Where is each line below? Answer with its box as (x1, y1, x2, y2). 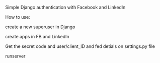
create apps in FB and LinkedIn (5, 34, 69, 39)
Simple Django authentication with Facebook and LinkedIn (5, 5, 126, 10)
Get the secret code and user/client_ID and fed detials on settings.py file (5, 43, 155, 49)
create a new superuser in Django (5, 24, 75, 30)
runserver (5, 53, 26, 59)
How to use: (5, 14, 30, 20)
